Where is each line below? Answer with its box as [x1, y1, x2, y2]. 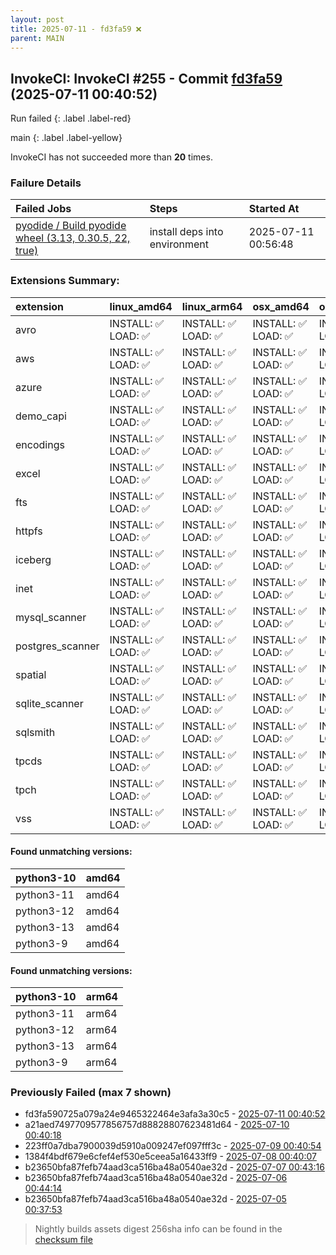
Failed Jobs [15, 202, 72, 216]
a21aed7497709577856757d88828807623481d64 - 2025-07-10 [24, 1119, 290, 1131]
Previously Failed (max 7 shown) [10, 1086, 172, 1100]
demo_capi [15, 409, 67, 423]
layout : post [10, 14, 65, 25]
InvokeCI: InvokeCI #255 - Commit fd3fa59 [10, 70, 283, 87]
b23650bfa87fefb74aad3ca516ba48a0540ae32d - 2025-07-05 [24, 1193, 287, 1205]
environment [149, 237, 209, 251]
